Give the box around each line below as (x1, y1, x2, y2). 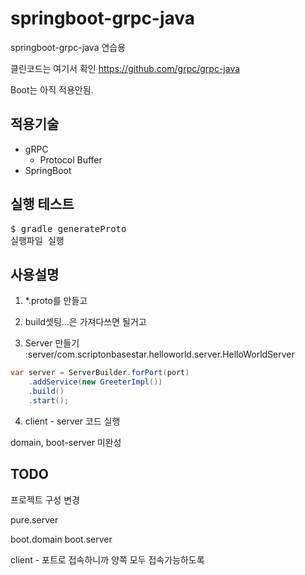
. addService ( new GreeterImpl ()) (28, 377, 163, 387)
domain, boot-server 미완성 (10, 436, 122, 448)
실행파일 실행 (10, 235, 65, 246)
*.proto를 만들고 (24, 295, 88, 307)
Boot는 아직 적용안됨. (10, 83, 94, 96)
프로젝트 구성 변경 (10, 493, 80, 506)
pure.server (10, 513, 59, 526)
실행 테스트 (10, 196, 75, 213)
